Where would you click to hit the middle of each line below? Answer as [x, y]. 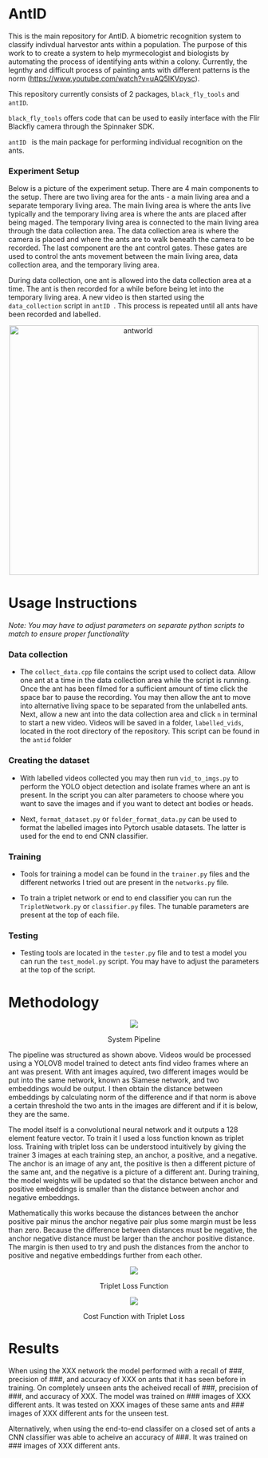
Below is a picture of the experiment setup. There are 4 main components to [134, 189]
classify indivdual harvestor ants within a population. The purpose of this [128, 44]
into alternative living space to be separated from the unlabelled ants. [134, 706]
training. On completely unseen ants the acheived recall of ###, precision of [133, 1388]
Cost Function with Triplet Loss [134, 1317]
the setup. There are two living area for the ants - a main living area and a [129, 197]
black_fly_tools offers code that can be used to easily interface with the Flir [134, 117]
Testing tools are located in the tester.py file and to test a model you [133, 953]
